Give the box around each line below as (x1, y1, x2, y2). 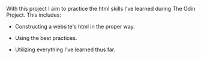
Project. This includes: (6, 11, 61, 18)
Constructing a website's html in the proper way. (14, 23, 135, 30)
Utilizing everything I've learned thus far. (14, 46, 116, 53)
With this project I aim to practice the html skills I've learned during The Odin (6, 5, 196, 12)
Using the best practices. (14, 35, 77, 41)
